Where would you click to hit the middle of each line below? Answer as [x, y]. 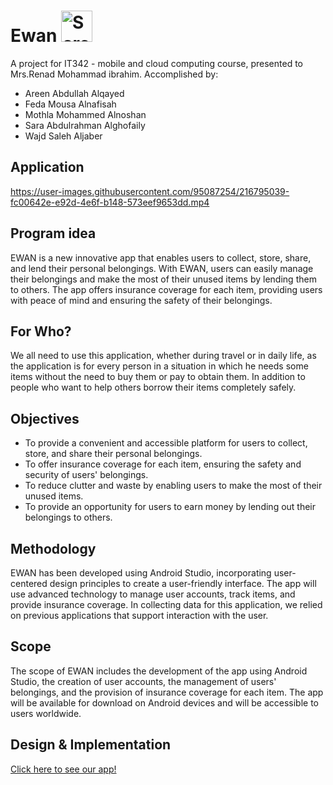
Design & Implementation [91, 745]
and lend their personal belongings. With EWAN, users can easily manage [162, 268]
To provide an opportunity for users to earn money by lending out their [170, 507]
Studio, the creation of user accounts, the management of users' [143, 681]
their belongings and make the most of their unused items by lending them [163, 279]
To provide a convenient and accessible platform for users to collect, [166, 443]
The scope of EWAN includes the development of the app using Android [159, 671]
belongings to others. [68, 517]
